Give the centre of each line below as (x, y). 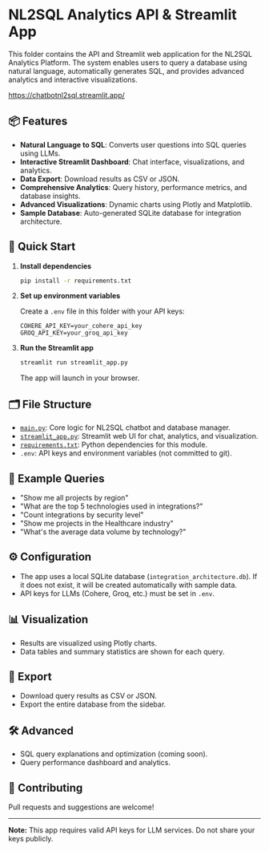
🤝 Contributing (46, 788)
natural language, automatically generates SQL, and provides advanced (126, 71)
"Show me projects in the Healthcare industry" (96, 523)
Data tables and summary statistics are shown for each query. (122, 651)
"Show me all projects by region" (74, 497)
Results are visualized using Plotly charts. (88, 642)
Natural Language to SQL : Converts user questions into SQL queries (133, 144)
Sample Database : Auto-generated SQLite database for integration (130, 213)
